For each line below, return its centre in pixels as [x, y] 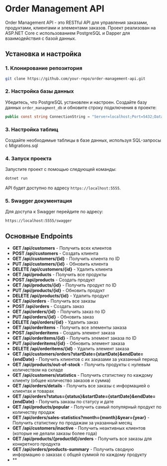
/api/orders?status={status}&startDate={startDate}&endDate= [89, 396]
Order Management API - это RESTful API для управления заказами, [77, 22]
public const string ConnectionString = [48, 117]
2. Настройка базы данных [40, 91]
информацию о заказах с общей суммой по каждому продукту [80, 455]
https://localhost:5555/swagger [39, 221]
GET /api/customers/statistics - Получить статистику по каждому [83, 375]
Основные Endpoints [39, 236]
